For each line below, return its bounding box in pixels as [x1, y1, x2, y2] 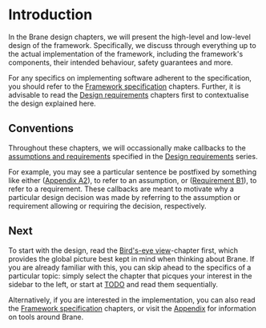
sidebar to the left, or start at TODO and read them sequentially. [8, 279, 219, 289]
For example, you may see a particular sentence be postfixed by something [8, 166, 257, 177]
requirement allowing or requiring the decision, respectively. [8, 201, 207, 210]
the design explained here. [8, 98, 96, 108]
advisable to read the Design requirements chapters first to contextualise [8, 90, 249, 99]
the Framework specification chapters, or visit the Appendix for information [8, 303, 256, 313]
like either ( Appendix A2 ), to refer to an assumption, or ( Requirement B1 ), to [8, 175, 257, 185]
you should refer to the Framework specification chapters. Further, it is [8, 82, 241, 91]
